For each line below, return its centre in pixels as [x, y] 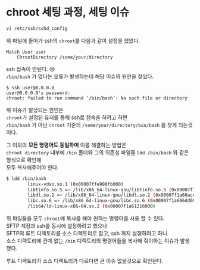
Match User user [26, 52]
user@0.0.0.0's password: [38, 93]
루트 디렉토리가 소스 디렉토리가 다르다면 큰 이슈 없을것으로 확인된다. [85, 261]
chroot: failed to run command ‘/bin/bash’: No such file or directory [97, 98]
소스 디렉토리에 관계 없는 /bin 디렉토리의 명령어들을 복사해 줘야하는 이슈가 [93, 241]
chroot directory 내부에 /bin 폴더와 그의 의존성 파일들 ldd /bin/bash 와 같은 [98, 152]
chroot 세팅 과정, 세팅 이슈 [68, 12]
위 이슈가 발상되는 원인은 [35, 110]
